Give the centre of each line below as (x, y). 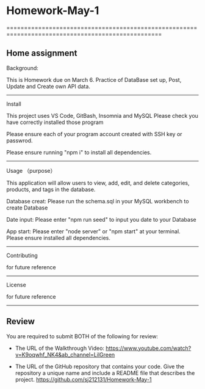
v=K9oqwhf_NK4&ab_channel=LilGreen (65, 354)
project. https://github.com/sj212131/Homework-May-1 (83, 379)
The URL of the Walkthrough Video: (60, 348)
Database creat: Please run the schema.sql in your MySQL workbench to (98, 201)
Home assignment (42, 53)
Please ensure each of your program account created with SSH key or (94, 134)
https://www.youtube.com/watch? (149, 348)
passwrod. (20, 140)
